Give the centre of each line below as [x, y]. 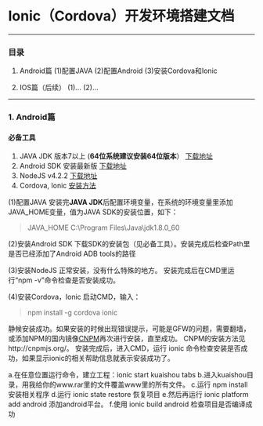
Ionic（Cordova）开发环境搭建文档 [121, 16]
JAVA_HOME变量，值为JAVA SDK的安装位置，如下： [93, 212]
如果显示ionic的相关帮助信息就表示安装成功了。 [98, 359]
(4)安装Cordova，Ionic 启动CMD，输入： [74, 297]
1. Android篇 [32, 117]
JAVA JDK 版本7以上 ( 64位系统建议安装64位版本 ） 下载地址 [116, 156]
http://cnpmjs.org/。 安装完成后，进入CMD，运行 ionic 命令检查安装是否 [124, 348]
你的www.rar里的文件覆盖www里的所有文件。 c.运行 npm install [145, 384]
